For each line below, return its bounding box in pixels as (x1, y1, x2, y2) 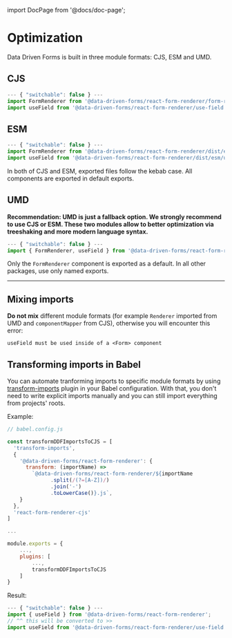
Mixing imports (7, 293, 74, 305)
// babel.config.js (7, 426, 64, 433)
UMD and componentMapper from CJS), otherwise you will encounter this (7, 319, 211, 328)
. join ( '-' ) (50, 483, 81, 490)
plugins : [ (19, 553, 51, 560)
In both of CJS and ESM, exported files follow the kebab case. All (7, 167, 193, 175)
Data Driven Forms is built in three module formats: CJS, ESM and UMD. (7, 53, 212, 61)
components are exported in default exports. (7, 174, 135, 182)
